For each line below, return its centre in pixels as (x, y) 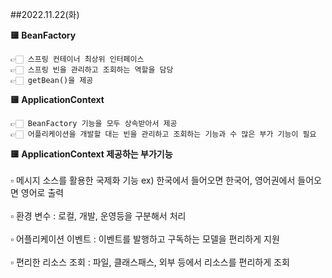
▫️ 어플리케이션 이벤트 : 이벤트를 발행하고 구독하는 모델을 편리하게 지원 (145, 239)
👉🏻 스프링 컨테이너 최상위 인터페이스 (77, 59)
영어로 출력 (42, 192)
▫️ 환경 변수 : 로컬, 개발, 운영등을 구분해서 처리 (98, 216)
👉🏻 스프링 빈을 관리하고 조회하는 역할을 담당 (92, 70)
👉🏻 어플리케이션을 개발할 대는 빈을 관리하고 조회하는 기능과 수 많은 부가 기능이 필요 (163, 134)
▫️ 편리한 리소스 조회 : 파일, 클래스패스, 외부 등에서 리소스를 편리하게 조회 (150, 262)
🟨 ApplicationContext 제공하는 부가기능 (91, 154)
